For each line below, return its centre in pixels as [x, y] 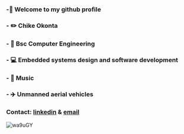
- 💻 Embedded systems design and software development [92, 60]
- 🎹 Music [20, 78]
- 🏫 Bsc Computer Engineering [51, 44]
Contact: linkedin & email [43, 112]
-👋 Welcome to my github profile [54, 9]
